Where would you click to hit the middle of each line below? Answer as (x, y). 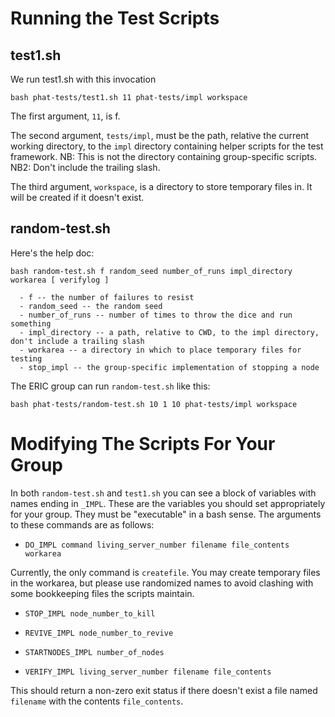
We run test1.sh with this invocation (83, 79)
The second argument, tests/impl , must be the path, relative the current (160, 135)
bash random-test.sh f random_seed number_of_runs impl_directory (151, 271)
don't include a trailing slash (77, 341)
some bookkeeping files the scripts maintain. (102, 593)
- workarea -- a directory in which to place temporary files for (160, 350)
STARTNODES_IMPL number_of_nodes (94, 652)
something (31, 323)
